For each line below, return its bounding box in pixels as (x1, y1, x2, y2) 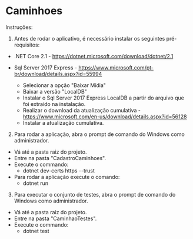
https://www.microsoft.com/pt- (78, 64, 154, 71)
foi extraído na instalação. (22, 100, 86, 107)
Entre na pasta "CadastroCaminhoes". (14, 154, 107, 161)
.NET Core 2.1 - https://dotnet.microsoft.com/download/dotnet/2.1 (14, 52, 174, 59)
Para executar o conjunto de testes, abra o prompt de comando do (14, 191, 176, 198)
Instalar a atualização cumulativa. (22, 119, 104, 126)
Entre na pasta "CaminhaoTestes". (14, 215, 97, 222)
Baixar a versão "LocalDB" (22, 88, 88, 95)
